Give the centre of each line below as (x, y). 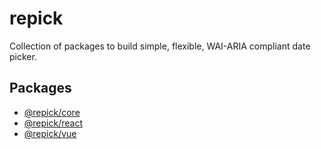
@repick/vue (50, 133)
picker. (23, 56)
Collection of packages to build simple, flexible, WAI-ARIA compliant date (160, 46)
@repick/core (52, 112)
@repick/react (53, 123)
